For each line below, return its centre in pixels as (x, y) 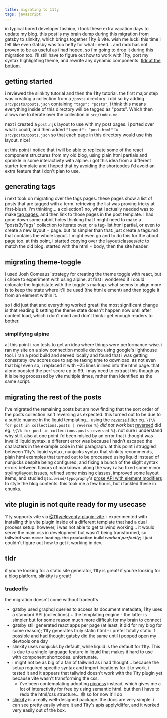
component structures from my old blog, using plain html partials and (76, 155)
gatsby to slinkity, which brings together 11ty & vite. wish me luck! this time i (83, 39)
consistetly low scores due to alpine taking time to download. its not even (81, 360)
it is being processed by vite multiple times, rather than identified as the (79, 376)
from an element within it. (31, 295)
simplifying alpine (27, 334)
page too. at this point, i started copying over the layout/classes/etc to (77, 241)
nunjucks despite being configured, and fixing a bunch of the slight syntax (82, 462)
